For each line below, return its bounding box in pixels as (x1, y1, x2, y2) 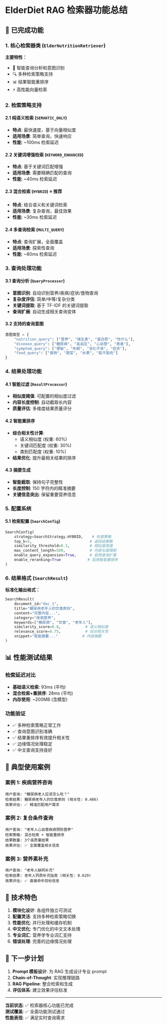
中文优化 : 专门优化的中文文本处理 (12, 926, 81, 932)
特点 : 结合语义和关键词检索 (12, 202, 68, 208)
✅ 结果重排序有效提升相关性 (12, 734, 70, 740)
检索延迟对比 (5, 672, 36, 679)
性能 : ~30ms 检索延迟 (12, 214, 57, 220)
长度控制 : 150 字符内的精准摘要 (12, 485, 76, 491)
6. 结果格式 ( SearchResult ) (5, 574, 68, 581)
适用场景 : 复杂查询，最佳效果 (12, 208, 72, 214)
